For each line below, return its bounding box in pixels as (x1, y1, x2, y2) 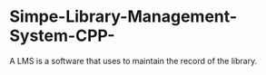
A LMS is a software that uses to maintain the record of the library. (9, 55, 258, 66)
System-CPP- (9, 25, 115, 46)
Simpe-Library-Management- (9, 6, 238, 27)
